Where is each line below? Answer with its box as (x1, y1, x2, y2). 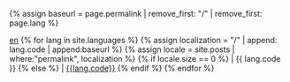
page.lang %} (9, 18, 59, 28)
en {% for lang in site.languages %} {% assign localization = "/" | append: (9, 35, 278, 45)
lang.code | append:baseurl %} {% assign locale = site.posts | (9, 44, 235, 55)
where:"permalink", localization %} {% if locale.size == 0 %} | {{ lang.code (9, 54, 281, 63)
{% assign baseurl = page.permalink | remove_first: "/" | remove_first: (9, 9, 263, 19)
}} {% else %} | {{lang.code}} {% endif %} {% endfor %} (9, 63, 215, 73)
